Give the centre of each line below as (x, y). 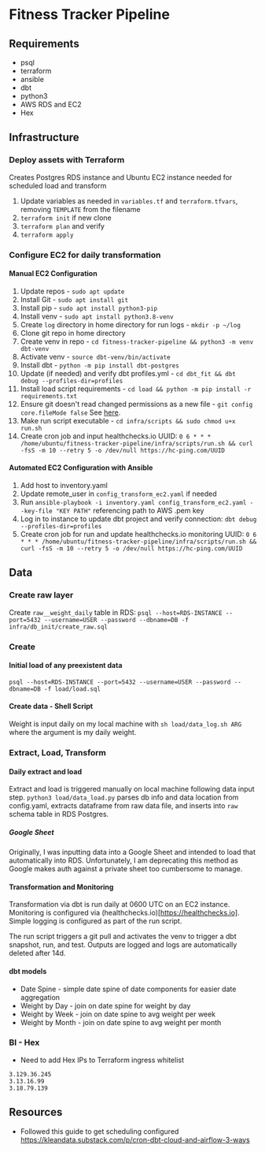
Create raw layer (41, 595)
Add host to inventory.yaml (64, 486)
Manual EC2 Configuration (53, 274)
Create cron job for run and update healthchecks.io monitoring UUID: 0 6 (138, 535)
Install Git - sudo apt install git (74, 299)
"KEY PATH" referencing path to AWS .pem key (130, 511)
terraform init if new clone (66, 218)
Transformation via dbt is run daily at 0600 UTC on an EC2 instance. (120, 904)
